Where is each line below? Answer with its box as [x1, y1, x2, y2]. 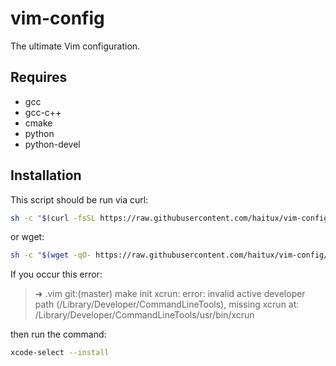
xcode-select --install [10, 348, 110, 358]
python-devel [24, 138, 81, 150]
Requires [10, 69, 68, 86]
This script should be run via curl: [10, 193, 149, 206]
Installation [10, 167, 82, 184]
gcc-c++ [24, 106, 62, 118]
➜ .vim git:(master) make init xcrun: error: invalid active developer [34, 288, 306, 300]
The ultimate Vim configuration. [10, 40, 141, 52]
